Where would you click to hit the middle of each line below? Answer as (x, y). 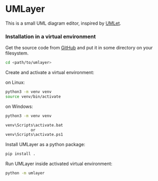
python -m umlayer (25, 173)
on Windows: (19, 106)
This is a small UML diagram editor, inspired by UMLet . (63, 23)
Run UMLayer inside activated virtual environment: (59, 164)
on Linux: (15, 82)
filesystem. (17, 53)
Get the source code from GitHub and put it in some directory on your (79, 48)
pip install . (21, 154)
